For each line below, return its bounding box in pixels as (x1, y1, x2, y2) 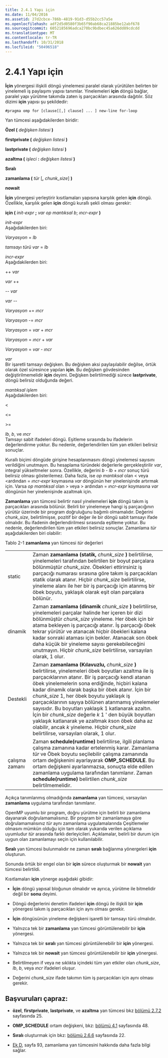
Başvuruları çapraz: (5, 994, 68, 1003)
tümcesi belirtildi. (5, 866, 41, 872)
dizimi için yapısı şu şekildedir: (5, 99, 68, 105)
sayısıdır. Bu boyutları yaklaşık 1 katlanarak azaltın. (32, 705, 152, 712)
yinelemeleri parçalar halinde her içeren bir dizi (32, 609, 143, 616)
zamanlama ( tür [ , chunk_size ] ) (5, 175, 72, 181)
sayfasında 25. (12, 1013, 43, 1019)
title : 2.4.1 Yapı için (5, 7, 55, 13)
